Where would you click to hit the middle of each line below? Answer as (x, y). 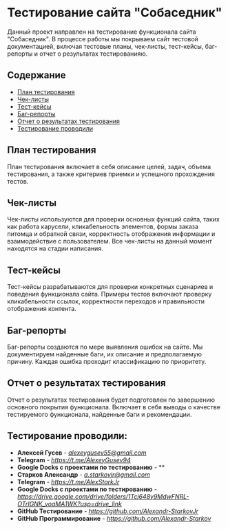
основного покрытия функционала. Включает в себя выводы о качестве (114, 407)
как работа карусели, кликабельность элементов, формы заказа (103, 227)
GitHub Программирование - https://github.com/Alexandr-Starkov (114, 518)
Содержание (37, 75)
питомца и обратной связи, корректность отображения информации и (111, 234)
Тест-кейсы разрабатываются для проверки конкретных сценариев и (110, 287)
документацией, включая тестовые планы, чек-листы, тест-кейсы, (105, 46)
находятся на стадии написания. (55, 248)
